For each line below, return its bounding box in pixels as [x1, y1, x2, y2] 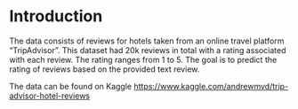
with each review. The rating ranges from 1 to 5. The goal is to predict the [9, 54, 278, 65]
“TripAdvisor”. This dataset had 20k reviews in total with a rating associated [9, 44, 286, 55]
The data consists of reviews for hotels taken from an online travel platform [9, 35, 285, 46]
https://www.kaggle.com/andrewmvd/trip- [133, 81, 289, 91]
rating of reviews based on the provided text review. [9, 64, 200, 74]
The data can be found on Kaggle [9, 81, 132, 91]
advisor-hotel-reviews [9, 90, 91, 101]
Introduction [9, 6, 103, 27]
